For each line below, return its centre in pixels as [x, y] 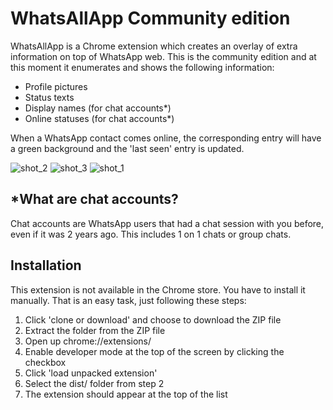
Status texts [49, 97]
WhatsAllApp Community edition [150, 18]
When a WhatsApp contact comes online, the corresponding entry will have [166, 138]
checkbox [45, 362]
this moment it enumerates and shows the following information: [142, 67]
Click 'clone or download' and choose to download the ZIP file [153, 319]
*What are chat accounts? [94, 199]
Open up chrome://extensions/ [88, 341]
